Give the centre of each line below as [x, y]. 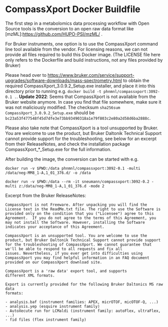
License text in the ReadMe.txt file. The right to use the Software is [83, 209]
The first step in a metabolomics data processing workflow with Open [77, 23]
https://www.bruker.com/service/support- [91, 75]
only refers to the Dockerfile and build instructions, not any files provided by [84, 60]
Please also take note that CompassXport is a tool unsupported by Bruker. [82, 128]
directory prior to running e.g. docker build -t [53, 91]
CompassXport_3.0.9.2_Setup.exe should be [50, 113]
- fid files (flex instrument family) [46, 319]
